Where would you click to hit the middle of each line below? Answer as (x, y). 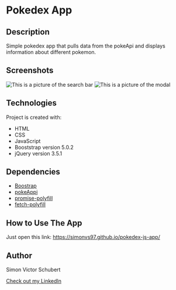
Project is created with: (34, 117)
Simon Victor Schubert (33, 269)
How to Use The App (44, 223)
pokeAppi (26, 192)
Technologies (32, 103)
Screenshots (30, 71)
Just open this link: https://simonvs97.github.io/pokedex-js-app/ (83, 237)
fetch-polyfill (30, 204)
